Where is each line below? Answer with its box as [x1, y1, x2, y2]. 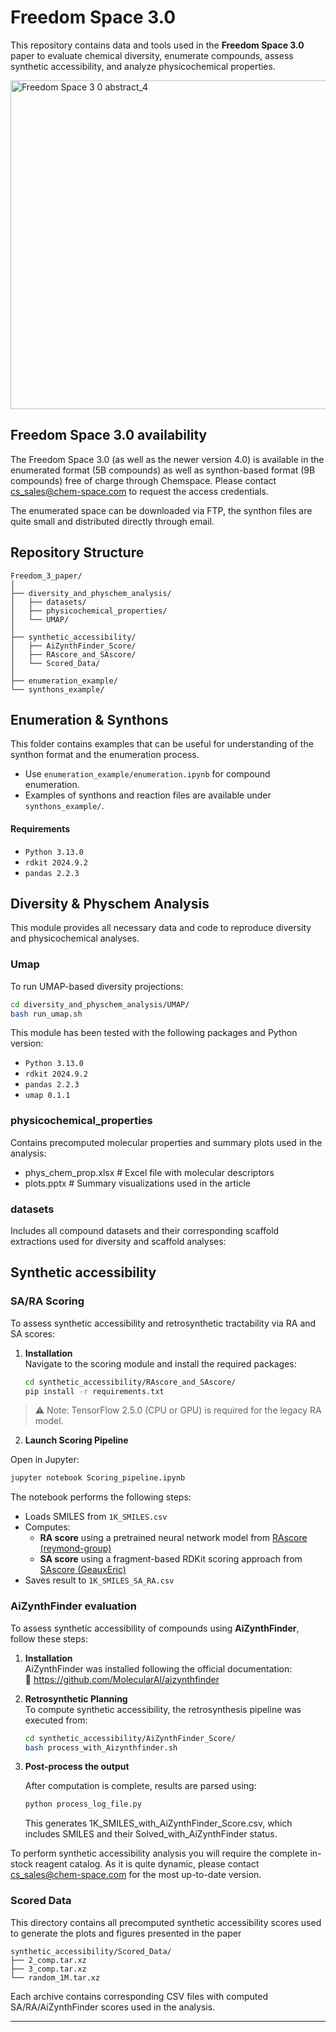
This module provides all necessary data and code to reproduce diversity [10, 922, 312, 934]
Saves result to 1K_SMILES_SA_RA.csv [24, 1574, 175, 1586]
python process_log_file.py [24, 1799, 142, 1810]
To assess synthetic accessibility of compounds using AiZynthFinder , [10, 1622, 300, 1634]
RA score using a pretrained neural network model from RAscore [39, 1532, 308, 1544]
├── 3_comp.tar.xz [10, 1964, 87, 1974]
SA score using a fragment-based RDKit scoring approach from [39, 1553, 303, 1565]
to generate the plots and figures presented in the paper [10, 1927, 242, 1939]
